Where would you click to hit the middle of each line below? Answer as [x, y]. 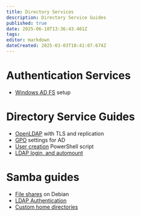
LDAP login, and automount [49, 152]
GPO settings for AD [40, 140]
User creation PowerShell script [54, 146]
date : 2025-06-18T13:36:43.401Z [47, 29]
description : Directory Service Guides [56, 18]
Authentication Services [69, 76]
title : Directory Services [40, 12]
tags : [13, 34]
